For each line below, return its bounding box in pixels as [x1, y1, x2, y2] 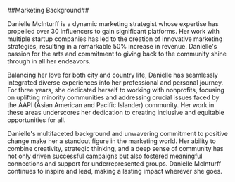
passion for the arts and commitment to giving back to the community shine [7, 49, 227, 58]
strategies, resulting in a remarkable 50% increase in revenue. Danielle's [7, 42, 217, 50]
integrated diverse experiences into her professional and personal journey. [7, 78, 224, 87]
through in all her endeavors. [7, 57, 91, 66]
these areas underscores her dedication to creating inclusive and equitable [7, 109, 224, 116]
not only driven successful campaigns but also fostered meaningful [7, 152, 203, 160]
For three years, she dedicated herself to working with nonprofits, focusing [7, 86, 224, 94]
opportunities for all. [7, 116, 66, 124]
